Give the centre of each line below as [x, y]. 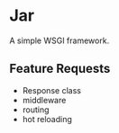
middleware [44, 100]
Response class [51, 90]
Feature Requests [60, 69]
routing [36, 110]
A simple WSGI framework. [59, 40]
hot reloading [47, 119]
